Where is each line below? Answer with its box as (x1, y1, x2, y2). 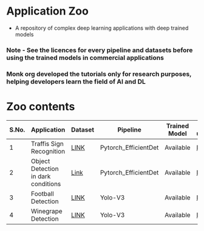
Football (31, 189, 54, 198)
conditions (31, 179, 61, 188)
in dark (31, 172, 51, 180)
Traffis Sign (31, 139, 64, 148)
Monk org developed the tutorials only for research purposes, (6, 70, 192, 78)
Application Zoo (6, 4, 89, 18)
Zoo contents (6, 99, 75, 113)
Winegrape (31, 207, 63, 215)
